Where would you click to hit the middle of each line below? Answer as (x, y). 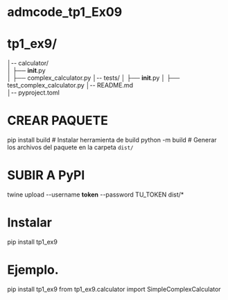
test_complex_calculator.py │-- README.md (70, 85)
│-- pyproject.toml (34, 93)
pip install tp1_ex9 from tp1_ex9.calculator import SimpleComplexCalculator (114, 289)
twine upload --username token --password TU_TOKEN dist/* (96, 194)
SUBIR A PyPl (46, 175)
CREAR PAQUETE (58, 120)
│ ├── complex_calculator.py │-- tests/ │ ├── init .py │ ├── (94, 78)
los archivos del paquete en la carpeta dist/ (70, 147)
